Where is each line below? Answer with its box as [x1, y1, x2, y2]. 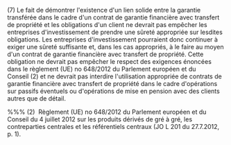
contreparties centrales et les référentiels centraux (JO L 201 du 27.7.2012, [7, 123, 220, 130]
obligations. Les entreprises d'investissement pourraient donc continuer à [7, 35, 219, 44]
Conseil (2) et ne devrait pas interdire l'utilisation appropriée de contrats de [7, 72, 222, 80]
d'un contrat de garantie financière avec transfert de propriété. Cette [7, 50, 204, 58]
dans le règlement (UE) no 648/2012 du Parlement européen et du [7, 65, 196, 73]
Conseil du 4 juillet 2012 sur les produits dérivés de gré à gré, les [7, 115, 193, 123]
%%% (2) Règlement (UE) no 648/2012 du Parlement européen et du [7, 108, 207, 116]
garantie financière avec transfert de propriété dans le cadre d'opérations [7, 80, 218, 87]
